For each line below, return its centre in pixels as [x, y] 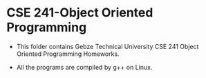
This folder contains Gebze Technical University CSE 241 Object [107, 46]
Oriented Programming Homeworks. [68, 54]
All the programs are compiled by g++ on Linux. [84, 67]
